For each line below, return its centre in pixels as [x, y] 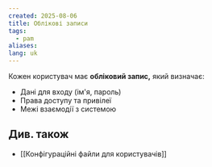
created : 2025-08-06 [43, 16]
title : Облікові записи [48, 23]
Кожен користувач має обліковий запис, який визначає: [106, 76]
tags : [17, 31]
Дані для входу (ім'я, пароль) [71, 92]
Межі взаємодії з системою [68, 109]
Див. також [39, 134]
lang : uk [23, 53]
